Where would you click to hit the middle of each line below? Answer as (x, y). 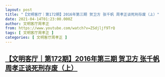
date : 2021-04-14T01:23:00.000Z (39, 19)
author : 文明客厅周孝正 (27, 24)
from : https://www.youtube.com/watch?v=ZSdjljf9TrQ (60, 28)
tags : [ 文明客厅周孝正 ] (29, 33)
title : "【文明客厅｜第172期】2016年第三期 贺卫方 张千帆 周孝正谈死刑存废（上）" (82, 14)
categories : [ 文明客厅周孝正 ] (36, 38)
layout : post (19, 10)
